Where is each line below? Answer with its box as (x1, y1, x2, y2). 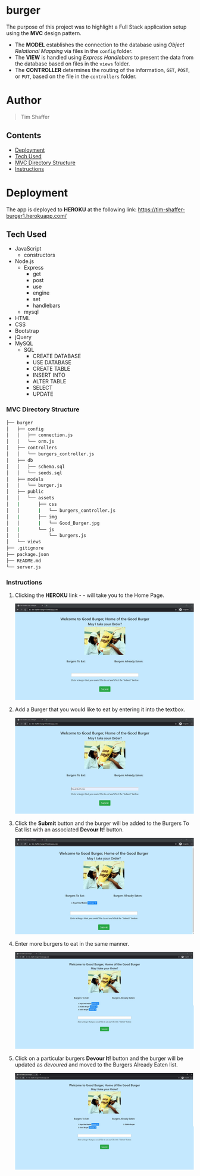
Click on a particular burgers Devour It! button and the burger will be (14, 1055, 183, 1062)
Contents (6, 130, 42, 140)
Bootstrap (14, 327, 39, 334)
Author (6, 93, 42, 107)
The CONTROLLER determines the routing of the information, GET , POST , (14, 66, 190, 73)
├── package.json (6, 552, 49, 558)
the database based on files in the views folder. (14, 60, 130, 67)
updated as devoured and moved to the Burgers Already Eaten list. (14, 1061, 179, 1068)
